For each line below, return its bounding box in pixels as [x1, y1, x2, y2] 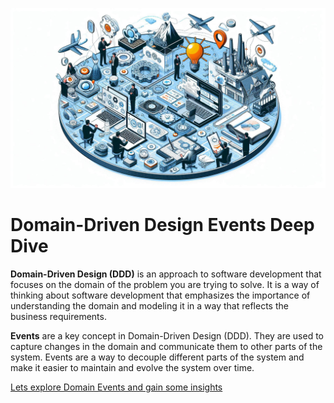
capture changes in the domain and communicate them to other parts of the [10, 340, 323, 352]
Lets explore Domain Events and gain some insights [10, 381, 223, 393]
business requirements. [10, 310, 107, 322]
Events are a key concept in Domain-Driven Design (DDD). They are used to [10, 329, 325, 342]
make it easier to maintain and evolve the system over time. [10, 361, 255, 373]
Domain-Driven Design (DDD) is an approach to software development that [10, 268, 322, 280]
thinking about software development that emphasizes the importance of [10, 289, 311, 301]
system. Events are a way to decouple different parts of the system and [10, 351, 305, 363]
